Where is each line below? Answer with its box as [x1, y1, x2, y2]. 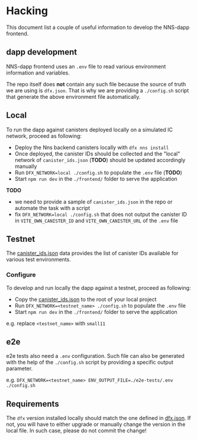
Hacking [6, 4, 49, 18]
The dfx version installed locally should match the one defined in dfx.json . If [6, 415, 191, 422]
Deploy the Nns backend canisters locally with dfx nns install [14, 144, 169, 151]
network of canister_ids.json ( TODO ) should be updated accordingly [14, 156, 186, 163]
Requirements [6, 399, 59, 409]
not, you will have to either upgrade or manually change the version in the [6, 421, 186, 428]
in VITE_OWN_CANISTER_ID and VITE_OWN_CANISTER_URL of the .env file [14, 217, 179, 224]
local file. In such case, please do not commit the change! [6, 427, 147, 434]
